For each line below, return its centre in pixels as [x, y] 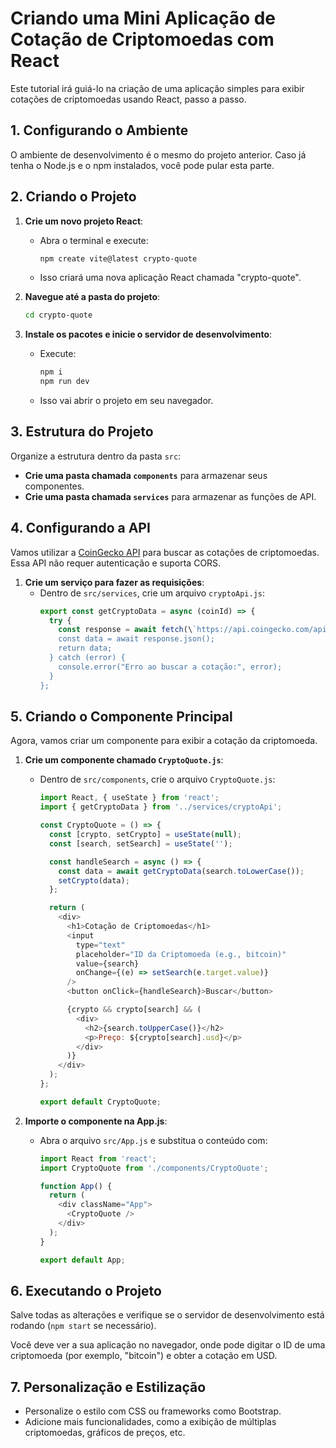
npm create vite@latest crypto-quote [118, 258]
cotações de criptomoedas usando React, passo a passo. [128, 99]
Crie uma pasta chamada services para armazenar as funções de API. [170, 496]
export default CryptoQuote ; [100, 1102]
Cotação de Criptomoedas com [142, 39]
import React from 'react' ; [98, 1158]
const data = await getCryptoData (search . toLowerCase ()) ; [181, 871]
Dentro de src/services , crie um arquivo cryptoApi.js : [152, 593]
